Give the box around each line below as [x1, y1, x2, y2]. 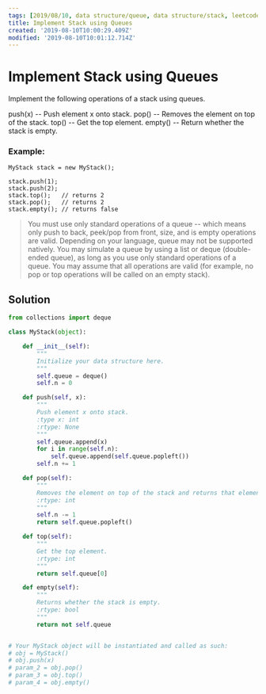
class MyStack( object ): [8, 328, 87, 337]
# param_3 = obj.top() [8, 671, 83, 680]
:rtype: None [36, 423, 80, 431]
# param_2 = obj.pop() [8, 664, 83, 672]
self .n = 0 [36, 379, 73, 387]
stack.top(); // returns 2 [8, 192, 104, 200]
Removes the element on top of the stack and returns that [36, 489, 236, 497]
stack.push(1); [8, 177, 59, 186]
